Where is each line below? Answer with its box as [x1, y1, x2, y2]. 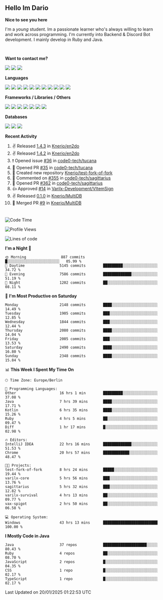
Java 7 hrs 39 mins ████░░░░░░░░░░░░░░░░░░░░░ [5, 399, 158, 404]
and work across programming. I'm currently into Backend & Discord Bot [5, 31, 150, 37]
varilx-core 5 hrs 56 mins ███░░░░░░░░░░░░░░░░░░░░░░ [5, 476, 158, 481]
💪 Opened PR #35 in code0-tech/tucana [12, 164, 93, 170]
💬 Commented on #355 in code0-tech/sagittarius [12, 175, 111, 181]
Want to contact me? [5, 55, 48, 61]
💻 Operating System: [5, 515, 49, 520]
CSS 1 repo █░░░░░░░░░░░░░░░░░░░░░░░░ [5, 568, 158, 573]
